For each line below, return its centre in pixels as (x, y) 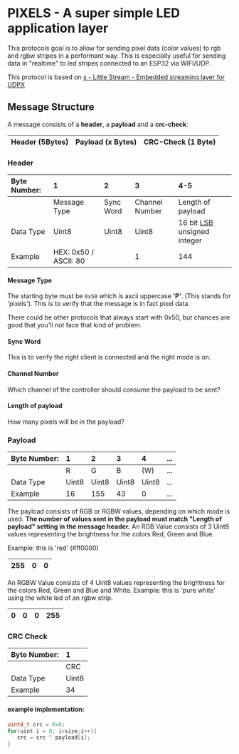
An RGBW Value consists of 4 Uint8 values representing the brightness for (116, 583)
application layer (58, 28)
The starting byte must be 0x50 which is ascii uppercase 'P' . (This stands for (119, 296)
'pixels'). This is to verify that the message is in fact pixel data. (99, 304)
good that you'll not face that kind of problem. (75, 325)
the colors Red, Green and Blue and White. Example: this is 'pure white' (111, 591)
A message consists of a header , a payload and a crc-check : (98, 124)
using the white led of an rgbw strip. (60, 598)
